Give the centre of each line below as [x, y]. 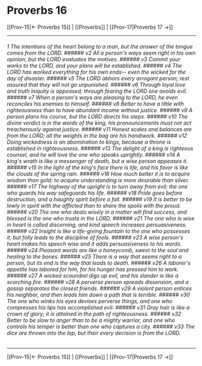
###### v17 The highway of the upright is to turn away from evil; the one [97, 186]
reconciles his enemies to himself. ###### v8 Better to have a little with [96, 104]
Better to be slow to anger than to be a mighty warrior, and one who [91, 320]
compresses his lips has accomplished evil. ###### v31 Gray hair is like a [98, 307]
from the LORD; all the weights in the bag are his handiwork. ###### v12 [97, 135]
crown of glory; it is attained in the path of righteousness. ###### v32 [94, 314]
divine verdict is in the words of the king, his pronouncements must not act [99, 123]
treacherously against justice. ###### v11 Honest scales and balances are [100, 129]
